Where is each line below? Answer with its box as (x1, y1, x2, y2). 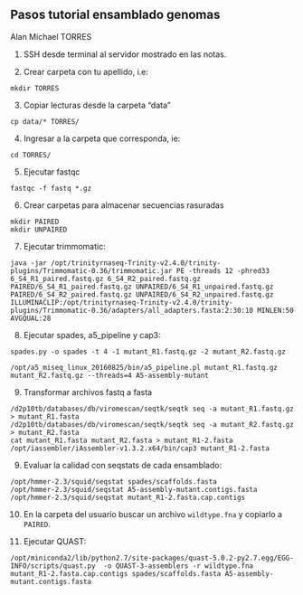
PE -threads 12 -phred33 (175, 266, 270, 275)
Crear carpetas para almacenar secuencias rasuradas (23, 199, 224, 211)
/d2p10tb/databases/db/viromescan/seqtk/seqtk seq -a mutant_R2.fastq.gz (10, 420, 295, 429)
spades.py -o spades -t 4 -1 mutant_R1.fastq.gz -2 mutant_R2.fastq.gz (10, 347, 286, 356)
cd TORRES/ (10, 150, 52, 159)
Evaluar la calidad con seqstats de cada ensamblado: (23, 459, 223, 470)
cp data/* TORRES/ (10, 117, 80, 126)
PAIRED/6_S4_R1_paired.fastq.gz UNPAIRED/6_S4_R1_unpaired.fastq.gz (10, 282, 274, 291)
